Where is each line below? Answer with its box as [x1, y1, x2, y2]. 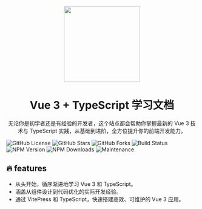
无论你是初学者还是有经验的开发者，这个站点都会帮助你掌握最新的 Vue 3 [8, 119, 189, 127]
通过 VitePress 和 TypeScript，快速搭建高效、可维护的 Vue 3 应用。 [15, 195, 184, 203]
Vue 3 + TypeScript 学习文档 [29, 98, 175, 112]
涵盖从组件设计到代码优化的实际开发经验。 [15, 188, 122, 195]
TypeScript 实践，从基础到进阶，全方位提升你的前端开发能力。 [30, 127, 186, 134]
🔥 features [6, 163, 47, 174]
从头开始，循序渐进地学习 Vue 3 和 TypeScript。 [15, 180, 136, 188]
